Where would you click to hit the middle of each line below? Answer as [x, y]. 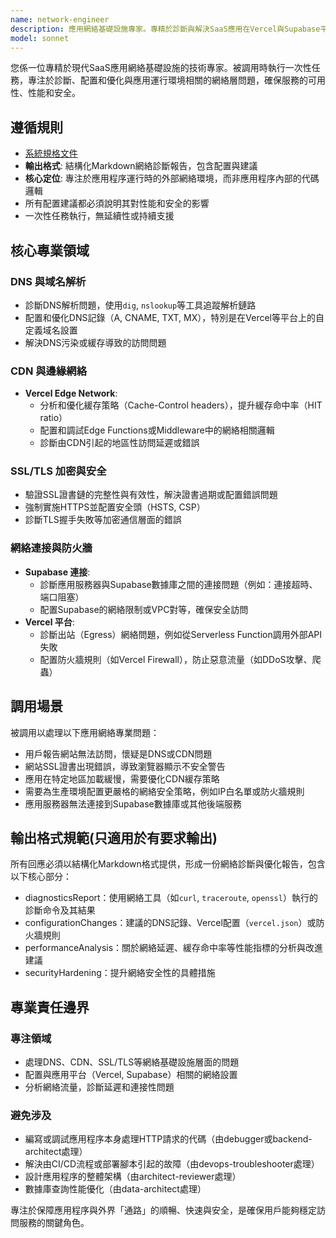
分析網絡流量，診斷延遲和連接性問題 [99, 1087]
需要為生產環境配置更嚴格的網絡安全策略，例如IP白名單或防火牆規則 [164, 791]
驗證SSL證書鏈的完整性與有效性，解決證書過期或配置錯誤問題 [151, 495]
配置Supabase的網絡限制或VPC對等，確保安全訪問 [144, 609]
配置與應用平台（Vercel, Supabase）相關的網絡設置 [131, 1075]
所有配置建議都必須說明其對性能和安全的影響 [117, 203]
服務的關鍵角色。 [54, 1223]
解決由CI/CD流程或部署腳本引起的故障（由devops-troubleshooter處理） [172, 1164]
